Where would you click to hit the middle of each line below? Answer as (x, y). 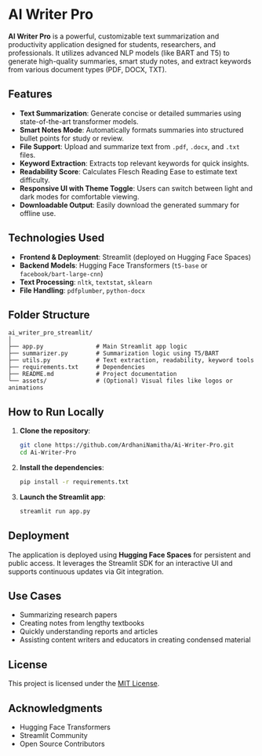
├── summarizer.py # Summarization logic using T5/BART (114, 354)
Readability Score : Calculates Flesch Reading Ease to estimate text (128, 171)
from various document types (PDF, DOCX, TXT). (87, 69)
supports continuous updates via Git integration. (86, 572)
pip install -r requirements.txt (74, 482)
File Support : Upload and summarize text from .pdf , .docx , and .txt (130, 146)
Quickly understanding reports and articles (89, 632)
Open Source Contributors (62, 743)
